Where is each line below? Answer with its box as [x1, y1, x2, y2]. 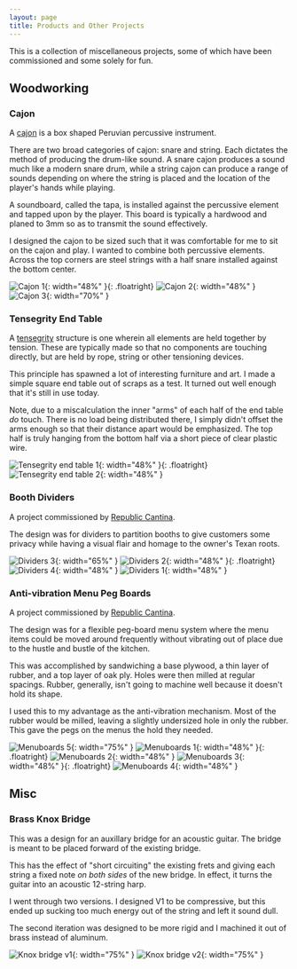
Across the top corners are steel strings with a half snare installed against [9, 255, 278, 265]
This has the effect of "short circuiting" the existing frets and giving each [9, 860, 276, 871]
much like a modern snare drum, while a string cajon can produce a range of [9, 163, 289, 174]
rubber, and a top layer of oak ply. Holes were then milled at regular [9, 670, 255, 681]
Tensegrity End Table [9, 312, 104, 325]
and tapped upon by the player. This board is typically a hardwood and [9, 209, 268, 220]
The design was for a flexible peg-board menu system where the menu [9, 625, 269, 635]
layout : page [9, 12, 58, 22]
